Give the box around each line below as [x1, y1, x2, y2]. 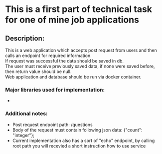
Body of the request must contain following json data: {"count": [12, 126, 143, 133]
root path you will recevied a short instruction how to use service [12, 142, 146, 148]
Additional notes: [5, 110, 48, 117]
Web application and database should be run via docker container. [5, 74, 142, 79]
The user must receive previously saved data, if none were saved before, [5, 63, 156, 69]
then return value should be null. [5, 68, 72, 74]
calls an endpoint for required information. [5, 52, 92, 58]
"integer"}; [12, 132, 35, 138]
